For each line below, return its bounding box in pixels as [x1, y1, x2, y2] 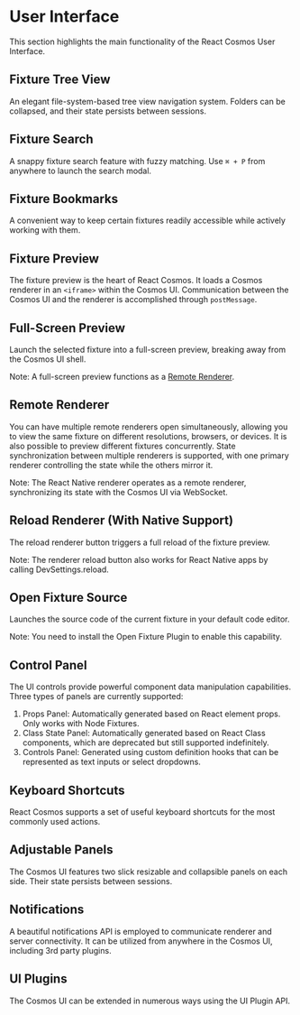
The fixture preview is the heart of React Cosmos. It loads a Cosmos [9, 275, 263, 286]
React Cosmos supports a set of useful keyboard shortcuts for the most [9, 807, 276, 817]
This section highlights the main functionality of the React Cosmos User [9, 36, 276, 47]
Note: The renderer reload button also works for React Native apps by [9, 554, 268, 565]
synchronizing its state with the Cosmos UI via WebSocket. [9, 486, 228, 497]
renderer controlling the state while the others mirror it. [9, 459, 214, 470]
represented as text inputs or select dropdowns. [22, 756, 201, 768]
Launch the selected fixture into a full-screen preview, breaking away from [9, 345, 286, 355]
